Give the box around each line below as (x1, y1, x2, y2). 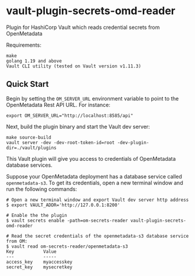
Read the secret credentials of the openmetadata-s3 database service (11, 233, 189, 239)
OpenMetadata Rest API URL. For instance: (6, 101, 110, 108)
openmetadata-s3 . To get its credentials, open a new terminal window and (6, 179, 183, 186)
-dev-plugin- (117, 139, 149, 145)
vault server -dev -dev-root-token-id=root (6, 139, 115, 145)
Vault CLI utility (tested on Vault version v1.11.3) (6, 63, 142, 69)
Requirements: (6, 41, 41, 48)
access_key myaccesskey (6, 259, 73, 265)
